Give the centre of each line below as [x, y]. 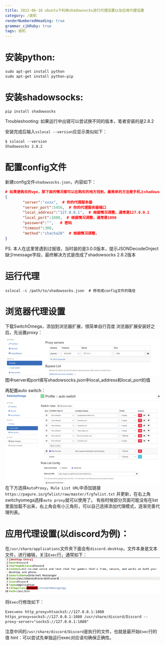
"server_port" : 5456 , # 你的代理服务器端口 [65, 207]
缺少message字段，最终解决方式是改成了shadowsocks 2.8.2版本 [70, 254]
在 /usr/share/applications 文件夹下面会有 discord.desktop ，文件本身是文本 [82, 548]
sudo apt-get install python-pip [39, 77]
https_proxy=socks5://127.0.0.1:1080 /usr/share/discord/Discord [73, 617]
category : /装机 [21, 15]
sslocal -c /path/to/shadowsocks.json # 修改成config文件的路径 [70, 291]
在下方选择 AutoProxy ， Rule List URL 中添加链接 [53, 488]
